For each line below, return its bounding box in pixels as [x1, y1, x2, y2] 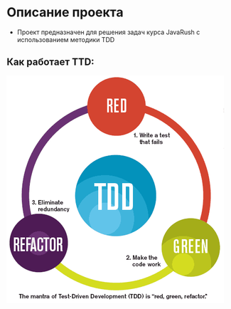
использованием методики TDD [16, 35, 115, 43]
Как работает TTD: [6, 56, 95, 68]
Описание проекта [6, 4, 124, 21]
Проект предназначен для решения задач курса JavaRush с [16, 28, 200, 36]
